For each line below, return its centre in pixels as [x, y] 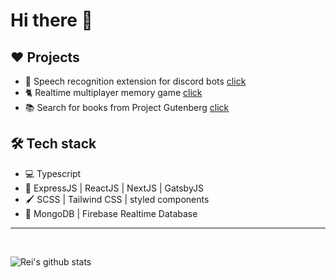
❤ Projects [45, 57]
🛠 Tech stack [53, 144]
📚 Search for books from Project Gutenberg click [127, 107]
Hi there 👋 [51, 20]
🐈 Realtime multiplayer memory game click [113, 92]
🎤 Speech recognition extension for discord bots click [135, 81]
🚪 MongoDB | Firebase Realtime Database [111, 213]
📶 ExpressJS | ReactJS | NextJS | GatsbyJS [114, 188]
